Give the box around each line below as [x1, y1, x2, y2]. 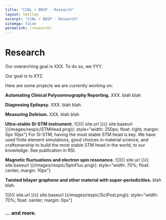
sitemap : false [5, 21, 37, 26]
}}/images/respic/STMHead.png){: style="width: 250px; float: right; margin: [5, 126, 160, 132]
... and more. [5, 209, 37, 216]
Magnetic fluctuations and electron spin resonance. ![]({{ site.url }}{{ [5, 157, 149, 163]
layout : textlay [5, 12, 39, 17]
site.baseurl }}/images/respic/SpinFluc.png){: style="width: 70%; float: [5, 162, 150, 168]
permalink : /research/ [5, 26, 52, 31]
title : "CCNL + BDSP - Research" [5, 7, 74, 12]
